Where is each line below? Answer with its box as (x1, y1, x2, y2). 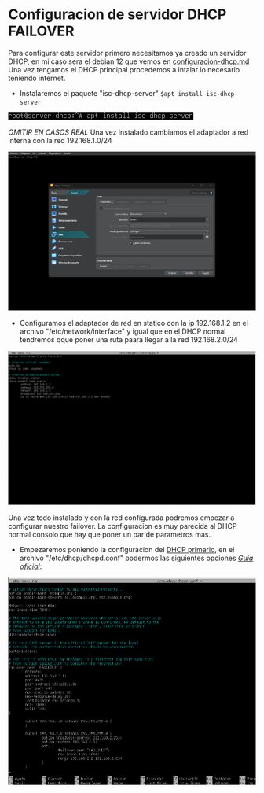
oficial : (19, 561, 42, 571)
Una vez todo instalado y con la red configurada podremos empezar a (8, 513, 235, 522)
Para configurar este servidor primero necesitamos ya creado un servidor (8, 48, 247, 57)
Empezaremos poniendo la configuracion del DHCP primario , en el (19, 544, 235, 554)
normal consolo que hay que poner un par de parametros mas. (8, 529, 211, 539)
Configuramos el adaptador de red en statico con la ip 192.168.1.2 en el (19, 319, 249, 328)
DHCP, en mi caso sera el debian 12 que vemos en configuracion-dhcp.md (8, 57, 250, 66)
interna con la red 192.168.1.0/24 (8, 135, 112, 145)
